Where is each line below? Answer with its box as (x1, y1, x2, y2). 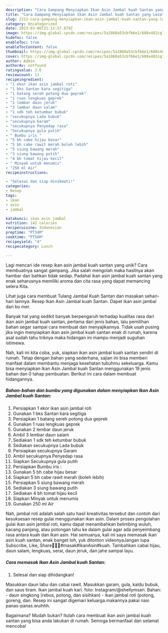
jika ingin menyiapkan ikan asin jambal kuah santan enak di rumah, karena (5, 329, 158, 335)
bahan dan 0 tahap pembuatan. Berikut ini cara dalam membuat (5, 370, 137, 376)
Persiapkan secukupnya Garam (12, 448, 77, 454)
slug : (5, 16, 17, 21)
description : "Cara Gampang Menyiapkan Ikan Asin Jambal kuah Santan (5, 7, 154, 12)
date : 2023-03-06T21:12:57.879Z (5, 26, 73, 31)
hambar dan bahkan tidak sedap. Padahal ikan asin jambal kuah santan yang (5, 272, 163, 278)
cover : (5, 53, 19, 59)
